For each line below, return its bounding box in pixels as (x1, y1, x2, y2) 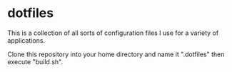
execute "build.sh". (7, 57, 63, 66)
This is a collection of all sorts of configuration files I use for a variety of (7, 29, 219, 37)
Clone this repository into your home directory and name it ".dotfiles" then (7, 50, 225, 58)
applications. (7, 36, 45, 44)
